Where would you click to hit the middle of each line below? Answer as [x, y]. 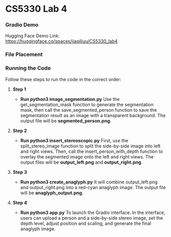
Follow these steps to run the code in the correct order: [63, 79]
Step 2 [20, 130]
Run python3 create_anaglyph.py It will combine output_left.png [89, 182]
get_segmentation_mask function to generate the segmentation [87, 104]
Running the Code [28, 68]
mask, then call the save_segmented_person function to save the [89, 110]
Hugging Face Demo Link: [33, 36]
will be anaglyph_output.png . [52, 193]
